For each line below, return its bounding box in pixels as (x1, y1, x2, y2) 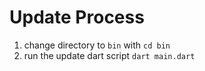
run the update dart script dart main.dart (23, 49, 196, 61)
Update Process (9, 6, 145, 29)
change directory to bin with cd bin (23, 39, 171, 51)
